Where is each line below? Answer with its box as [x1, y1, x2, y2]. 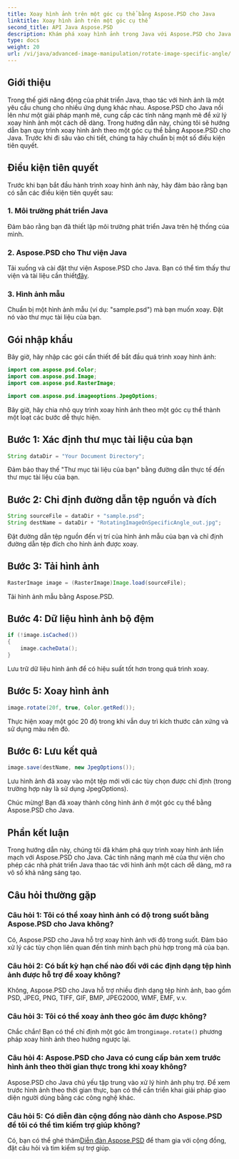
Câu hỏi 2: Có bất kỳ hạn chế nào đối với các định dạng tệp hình [7, 961, 232, 971]
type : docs [7, 37, 40, 44]
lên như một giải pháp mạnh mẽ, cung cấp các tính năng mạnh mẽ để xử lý [7, 111, 227, 119]
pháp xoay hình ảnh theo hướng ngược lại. [7, 1035, 131, 1043]
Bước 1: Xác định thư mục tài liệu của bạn [7, 434, 193, 446]
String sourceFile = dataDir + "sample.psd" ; [7, 513, 145, 520]
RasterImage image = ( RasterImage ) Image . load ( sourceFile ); [7, 579, 187, 586]
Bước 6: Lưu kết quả [7, 745, 98, 757]
